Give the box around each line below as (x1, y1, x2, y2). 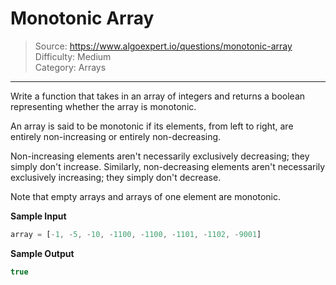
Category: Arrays (34, 61, 107, 73)
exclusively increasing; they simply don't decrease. (10, 171, 222, 183)
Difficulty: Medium (34, 50, 112, 62)
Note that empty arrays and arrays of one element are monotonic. (10, 190, 282, 202)
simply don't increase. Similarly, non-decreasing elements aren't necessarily (10, 160, 326, 172)
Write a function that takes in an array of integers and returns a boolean (10, 90, 306, 102)
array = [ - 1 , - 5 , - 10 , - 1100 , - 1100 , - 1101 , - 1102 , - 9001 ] (10, 229, 262, 239)
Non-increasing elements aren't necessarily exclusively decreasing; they (10, 150, 310, 162)
